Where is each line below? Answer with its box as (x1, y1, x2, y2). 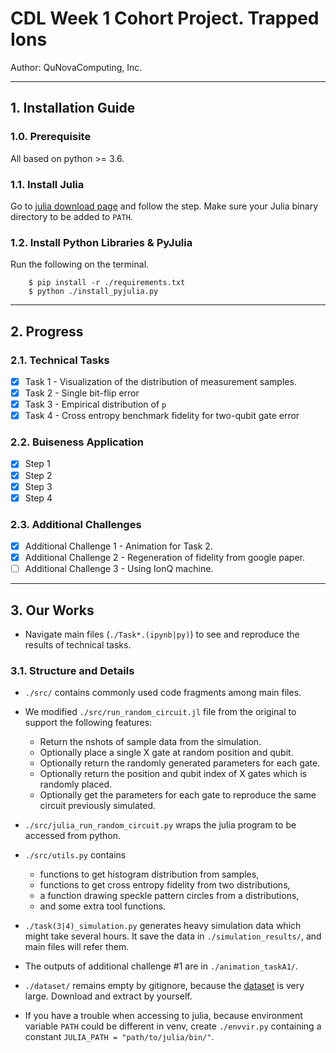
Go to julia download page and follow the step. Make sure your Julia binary (10, 200, 318, 212)
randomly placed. (39, 778, 113, 791)
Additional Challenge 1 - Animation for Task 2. (24, 540, 213, 552)
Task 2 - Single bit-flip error (24, 387, 140, 399)
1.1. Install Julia (10, 177, 85, 191)
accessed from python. (24, 830, 122, 842)
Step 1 (24, 458, 51, 470)
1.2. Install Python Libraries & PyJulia (10, 235, 193, 249)
